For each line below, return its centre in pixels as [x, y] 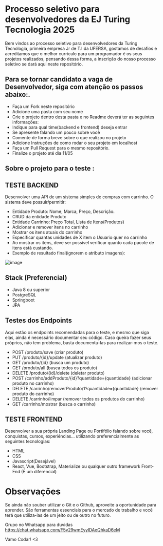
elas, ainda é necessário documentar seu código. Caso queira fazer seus [78, 337]
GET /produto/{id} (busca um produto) [50, 362]
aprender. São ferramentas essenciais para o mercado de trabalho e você [79, 510]
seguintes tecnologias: [28, 441]
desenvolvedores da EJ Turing [68, 19]
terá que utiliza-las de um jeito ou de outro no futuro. [58, 515]
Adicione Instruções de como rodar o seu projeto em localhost [75, 143]
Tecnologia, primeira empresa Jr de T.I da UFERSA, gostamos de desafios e [81, 48]
